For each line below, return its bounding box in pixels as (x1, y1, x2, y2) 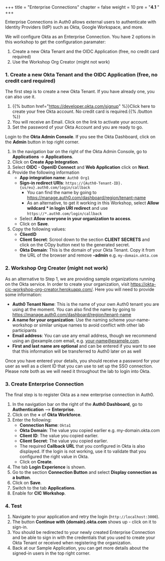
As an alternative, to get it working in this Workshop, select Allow (27, 200, 160, 206)
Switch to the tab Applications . (12, 485, 76, 491)
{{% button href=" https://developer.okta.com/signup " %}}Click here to (12, 103, 156, 109)
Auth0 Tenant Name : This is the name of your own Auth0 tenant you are (12, 301, 160, 307)
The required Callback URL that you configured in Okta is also (19, 443, 145, 449)
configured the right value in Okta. (19, 453, 89, 460)
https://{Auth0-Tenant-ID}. (65, 181, 123, 186)
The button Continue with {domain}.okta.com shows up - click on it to (12, 519, 157, 525)
